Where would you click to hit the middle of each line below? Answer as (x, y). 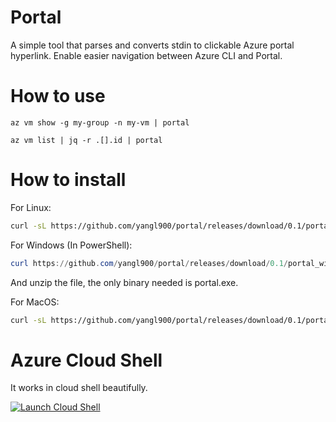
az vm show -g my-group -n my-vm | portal (100, 122)
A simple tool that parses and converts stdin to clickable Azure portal (152, 45)
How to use (58, 96)
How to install (68, 180)
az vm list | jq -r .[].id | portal (86, 140)
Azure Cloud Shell (86, 360)
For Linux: (31, 207)
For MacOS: (35, 302)
